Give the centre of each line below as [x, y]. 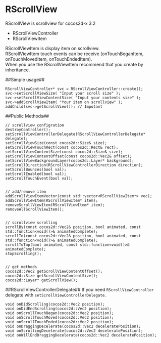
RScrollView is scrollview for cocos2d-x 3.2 [50, 23]
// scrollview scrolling [31, 223]
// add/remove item [26, 191]
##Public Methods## [27, 116]
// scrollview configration [35, 125]
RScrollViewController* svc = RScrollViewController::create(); [74, 89]
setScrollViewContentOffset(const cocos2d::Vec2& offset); [69, 156]
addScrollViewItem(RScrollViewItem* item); [52, 200]
